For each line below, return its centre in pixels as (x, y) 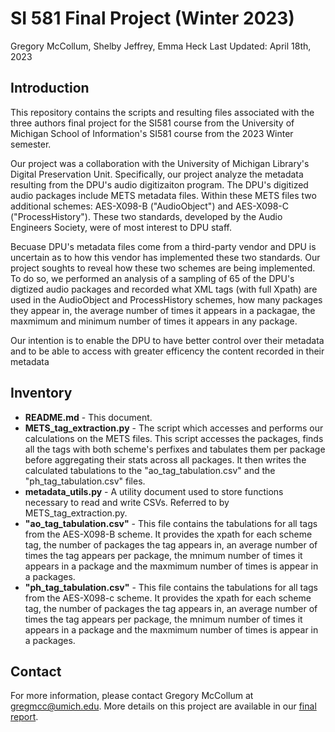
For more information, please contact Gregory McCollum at (132, 696)
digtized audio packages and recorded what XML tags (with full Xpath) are (164, 289)
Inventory (41, 393)
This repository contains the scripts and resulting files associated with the (162, 112)
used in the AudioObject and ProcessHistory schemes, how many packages (166, 299)
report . (24, 717)
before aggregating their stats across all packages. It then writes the (165, 459)
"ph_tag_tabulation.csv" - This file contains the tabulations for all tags (171, 587)
